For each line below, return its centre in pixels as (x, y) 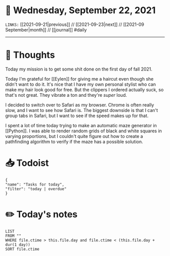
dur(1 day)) (18, 245)
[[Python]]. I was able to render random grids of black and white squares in (83, 131)
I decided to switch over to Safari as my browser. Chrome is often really (80, 105)
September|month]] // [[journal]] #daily (46, 29)
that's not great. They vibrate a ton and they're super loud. (66, 95)
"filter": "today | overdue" (36, 189)
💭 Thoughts (30, 55)
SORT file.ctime (22, 249)
